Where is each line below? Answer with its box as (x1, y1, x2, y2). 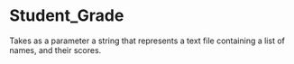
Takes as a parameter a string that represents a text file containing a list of (9, 35, 286, 46)
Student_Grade (9, 5, 124, 26)
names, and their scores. (9, 44, 102, 55)
